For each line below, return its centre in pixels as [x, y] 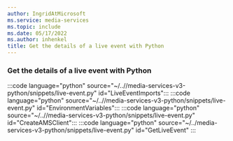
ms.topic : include [34, 27]
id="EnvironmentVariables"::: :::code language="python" [118, 108]
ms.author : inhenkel [37, 40]
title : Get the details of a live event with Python [86, 46]
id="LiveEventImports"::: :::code [144, 93]
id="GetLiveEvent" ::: [166, 131]
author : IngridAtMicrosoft [47, 14]
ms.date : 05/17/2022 [37, 33]
